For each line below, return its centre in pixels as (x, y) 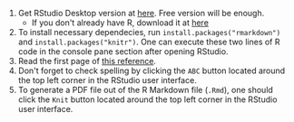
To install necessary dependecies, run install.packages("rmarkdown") (149, 32)
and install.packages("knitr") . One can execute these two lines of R (149, 42)
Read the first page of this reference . (87, 61)
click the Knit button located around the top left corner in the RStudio (147, 99)
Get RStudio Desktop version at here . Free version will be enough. (141, 13)
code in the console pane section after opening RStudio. (123, 52)
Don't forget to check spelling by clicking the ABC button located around (152, 70)
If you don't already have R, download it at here (120, 23)
